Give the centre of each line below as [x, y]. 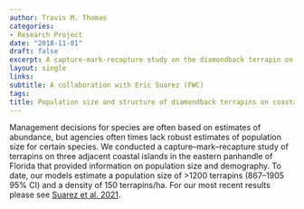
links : [22, 77]
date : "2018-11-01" [46, 43]
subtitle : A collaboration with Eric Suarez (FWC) [107, 85]
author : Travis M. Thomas [58, 18]
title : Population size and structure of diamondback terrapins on [139, 102]
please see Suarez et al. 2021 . [65, 195]
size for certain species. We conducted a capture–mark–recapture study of [149, 147]
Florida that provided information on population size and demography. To [146, 166]
